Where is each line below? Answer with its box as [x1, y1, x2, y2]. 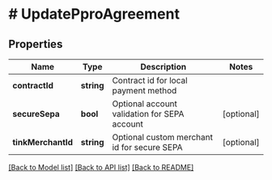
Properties [8, 37, 63, 51]
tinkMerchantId [12, 137, 74, 148]
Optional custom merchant [112, 131, 213, 143]
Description [140, 62, 187, 72]
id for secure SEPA [112, 142, 183, 152]
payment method [112, 85, 177, 96]
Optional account [112, 98, 178, 109]
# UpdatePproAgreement [8, 5, 181, 24]
